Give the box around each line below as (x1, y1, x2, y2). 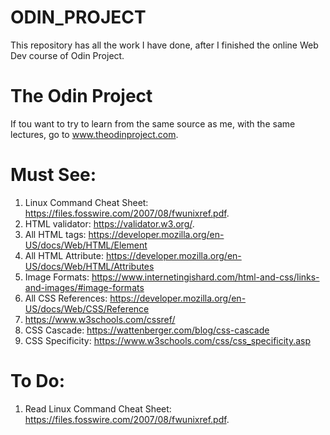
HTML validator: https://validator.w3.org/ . (24, 217, 195, 230)
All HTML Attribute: (24, 249, 104, 261)
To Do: (10, 370, 66, 392)
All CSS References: (24, 292, 108, 304)
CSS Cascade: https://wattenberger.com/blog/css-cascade (24, 324, 270, 336)
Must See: (10, 164, 97, 186)
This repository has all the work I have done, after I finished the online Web (10, 39, 319, 51)
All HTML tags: (24, 228, 87, 240)
